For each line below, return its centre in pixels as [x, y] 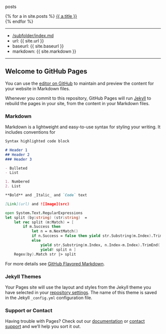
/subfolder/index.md [33, 36]
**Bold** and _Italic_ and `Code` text [46, 195]
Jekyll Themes [23, 276]
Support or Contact [29, 310]
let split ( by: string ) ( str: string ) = [46, 218]
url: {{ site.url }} [28, 41]
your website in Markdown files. [38, 88]
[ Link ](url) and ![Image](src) [37, 204]
